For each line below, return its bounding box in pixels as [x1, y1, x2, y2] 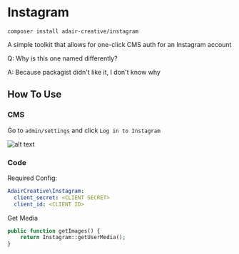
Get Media [7, 213, 38, 222]
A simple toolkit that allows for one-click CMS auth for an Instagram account [7, 40, 232, 48]
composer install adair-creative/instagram [7, 28, 139, 35]
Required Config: [7, 174, 58, 182]
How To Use [7, 88, 62, 100]
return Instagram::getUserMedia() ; [20, 234, 126, 241]
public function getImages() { [7, 227, 101, 235]
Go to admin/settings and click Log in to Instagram [7, 126, 161, 134]
